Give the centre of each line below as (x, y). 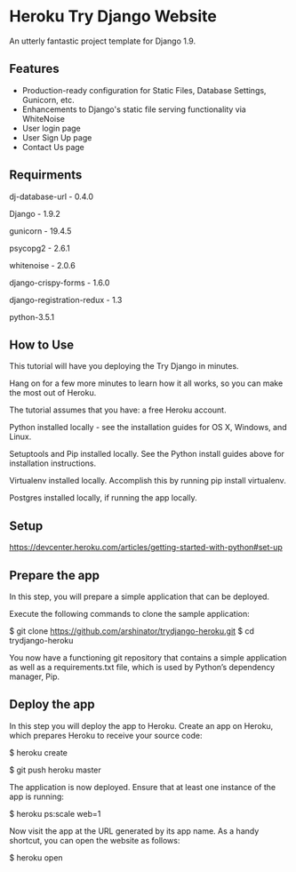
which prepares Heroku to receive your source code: (106, 735)
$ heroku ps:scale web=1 (55, 813)
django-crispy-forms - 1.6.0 (60, 283)
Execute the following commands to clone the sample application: (130, 614)
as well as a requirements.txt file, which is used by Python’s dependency (142, 667)
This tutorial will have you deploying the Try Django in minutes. (124, 366)
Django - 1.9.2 (35, 213)
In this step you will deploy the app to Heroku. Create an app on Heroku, (141, 725)
